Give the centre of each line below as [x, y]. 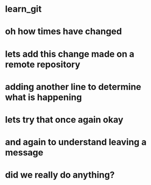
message [24, 153]
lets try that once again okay [64, 119]
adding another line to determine [73, 87]
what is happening [44, 97]
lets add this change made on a [70, 54]
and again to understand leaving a [76, 142]
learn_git [23, 9]
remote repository [43, 64]
